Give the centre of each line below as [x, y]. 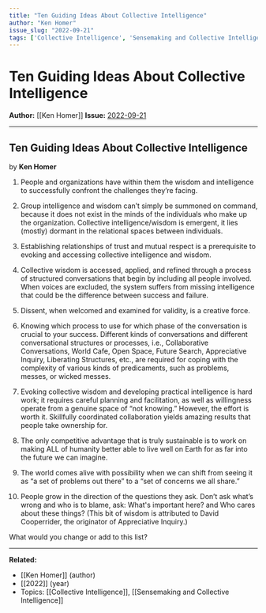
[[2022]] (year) [45, 583]
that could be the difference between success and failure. [114, 295]
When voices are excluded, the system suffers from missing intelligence [137, 287]
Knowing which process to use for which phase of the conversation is [134, 326]
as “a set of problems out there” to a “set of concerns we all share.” [130, 481]
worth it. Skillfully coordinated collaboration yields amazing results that [135, 417]
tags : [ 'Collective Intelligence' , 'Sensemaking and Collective [117, 38]
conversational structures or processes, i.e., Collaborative [114, 342]
